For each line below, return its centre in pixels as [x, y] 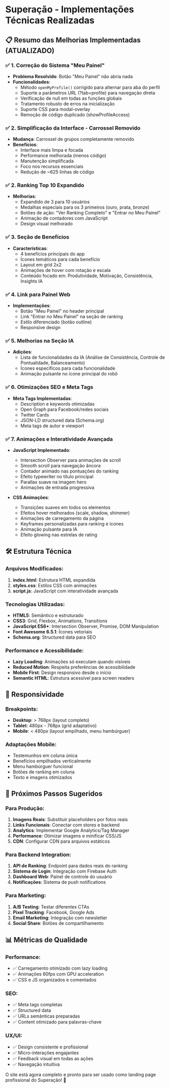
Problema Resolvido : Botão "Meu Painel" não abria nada [73, 76]
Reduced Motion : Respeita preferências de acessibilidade [74, 667]
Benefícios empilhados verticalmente [52, 761]
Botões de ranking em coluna [44, 772]
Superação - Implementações [70, 10]
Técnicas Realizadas [50, 20]
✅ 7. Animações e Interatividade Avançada [59, 439]
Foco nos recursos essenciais [52, 167]
